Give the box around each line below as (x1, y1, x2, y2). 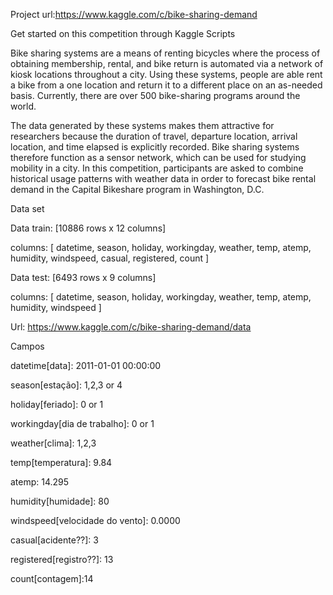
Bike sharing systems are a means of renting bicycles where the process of (10, 47, 321, 59)
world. (10, 100, 37, 112)
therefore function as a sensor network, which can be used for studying (10, 152, 307, 163)
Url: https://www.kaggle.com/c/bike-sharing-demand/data (10, 321, 252, 333)
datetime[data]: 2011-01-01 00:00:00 (10, 360, 162, 371)
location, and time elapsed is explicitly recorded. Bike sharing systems (10, 141, 300, 153)
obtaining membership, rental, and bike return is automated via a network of (10, 58, 324, 69)
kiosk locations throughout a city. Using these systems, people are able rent (10, 69, 323, 80)
